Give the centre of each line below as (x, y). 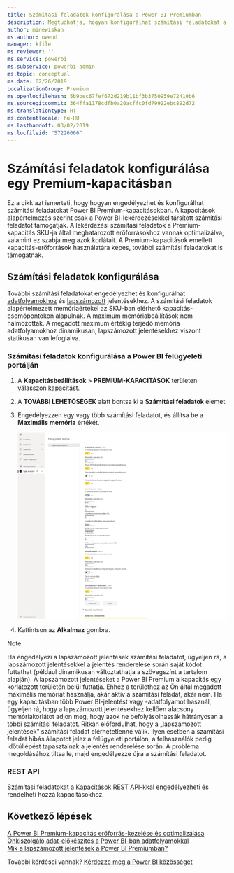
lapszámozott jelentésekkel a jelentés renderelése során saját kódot (105, 664)
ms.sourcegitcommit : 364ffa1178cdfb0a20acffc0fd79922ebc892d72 (101, 104)
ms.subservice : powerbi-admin (51, 67)
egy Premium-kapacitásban (90, 183)
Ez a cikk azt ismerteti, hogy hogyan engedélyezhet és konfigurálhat (105, 202)
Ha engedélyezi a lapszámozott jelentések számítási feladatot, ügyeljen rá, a (117, 657)
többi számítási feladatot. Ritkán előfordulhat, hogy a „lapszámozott (104, 724)
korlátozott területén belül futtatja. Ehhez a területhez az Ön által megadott (115, 687)
